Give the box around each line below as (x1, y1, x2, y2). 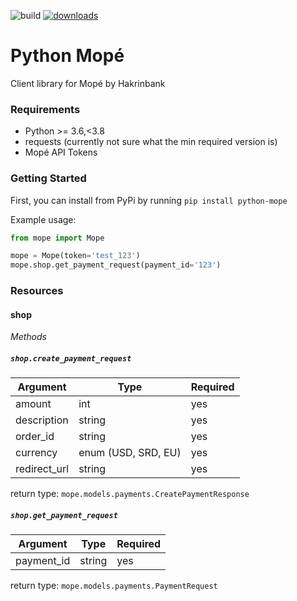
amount (15, 397, 52, 411)
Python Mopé (10, 45, 125, 67)
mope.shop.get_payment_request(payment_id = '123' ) (10, 260, 222, 270)
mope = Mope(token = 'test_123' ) (10, 251, 141, 261)
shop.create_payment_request (10, 353, 132, 364)
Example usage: (10, 213, 77, 225)
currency (15, 446, 58, 460)
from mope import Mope (10, 233, 105, 243)
